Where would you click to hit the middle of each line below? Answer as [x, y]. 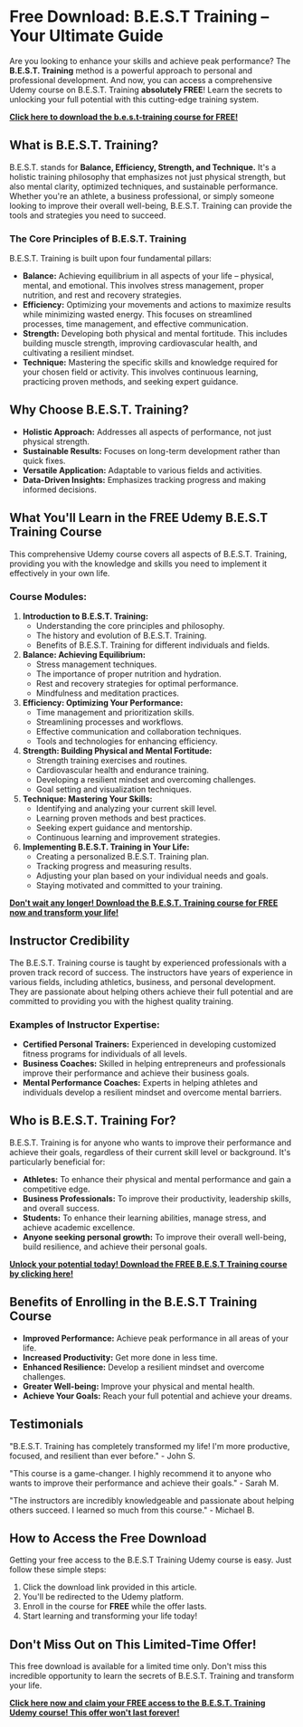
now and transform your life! [64, 912]
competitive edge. [56, 1189]
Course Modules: [48, 596]
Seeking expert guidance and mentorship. [114, 827]
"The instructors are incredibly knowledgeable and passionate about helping [152, 1500]
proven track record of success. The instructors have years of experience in [151, 972]
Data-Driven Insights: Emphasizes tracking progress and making [144, 479]
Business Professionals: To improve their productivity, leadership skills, [157, 1198]
